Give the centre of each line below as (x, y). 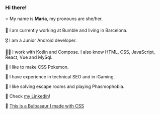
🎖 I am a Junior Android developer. (41, 40)
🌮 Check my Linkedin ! (28, 96)
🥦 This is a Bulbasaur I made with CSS (45, 106)
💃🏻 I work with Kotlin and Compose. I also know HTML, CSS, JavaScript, (80, 52)
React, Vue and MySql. (29, 57)
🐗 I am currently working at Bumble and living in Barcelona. (66, 30)
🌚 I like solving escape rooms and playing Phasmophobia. (65, 86)
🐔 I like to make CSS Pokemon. (37, 67)
